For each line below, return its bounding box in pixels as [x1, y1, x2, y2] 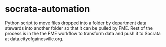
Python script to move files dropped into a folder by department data [5, 20, 147, 26]
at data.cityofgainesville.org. [5, 36, 64, 42]
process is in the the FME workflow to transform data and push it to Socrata [5, 30, 161, 36]
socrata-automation [5, 3, 90, 15]
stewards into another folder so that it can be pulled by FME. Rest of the [5, 25, 153, 31]
